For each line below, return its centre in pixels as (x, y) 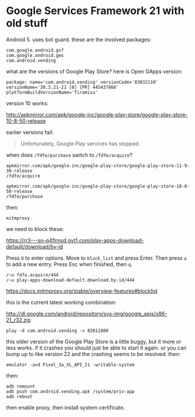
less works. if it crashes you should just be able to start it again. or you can (96, 348)
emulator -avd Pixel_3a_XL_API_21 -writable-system (70, 365)
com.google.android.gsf (35, 50)
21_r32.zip (18, 320)
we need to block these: (35, 229)
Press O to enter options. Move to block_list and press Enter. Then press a (96, 258)
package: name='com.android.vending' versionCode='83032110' (82, 82)
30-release (19, 171)
